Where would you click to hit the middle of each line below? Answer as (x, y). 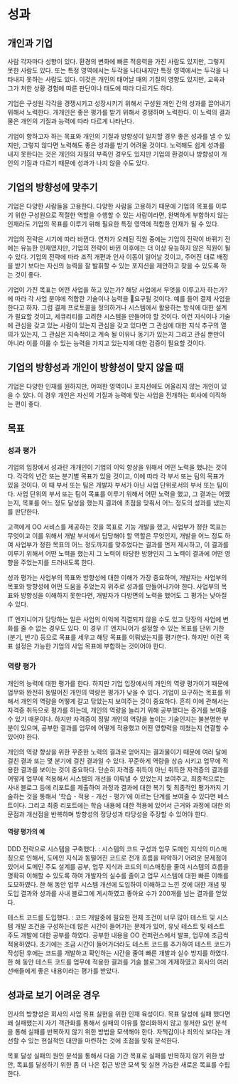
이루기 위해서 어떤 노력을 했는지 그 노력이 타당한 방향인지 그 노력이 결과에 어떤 (115, 554)
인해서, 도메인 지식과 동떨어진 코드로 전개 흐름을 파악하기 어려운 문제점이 (126, 858)
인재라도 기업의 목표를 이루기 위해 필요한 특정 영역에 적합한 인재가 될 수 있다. (113, 223)
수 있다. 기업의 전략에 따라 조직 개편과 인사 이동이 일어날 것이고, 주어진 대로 (111, 256)
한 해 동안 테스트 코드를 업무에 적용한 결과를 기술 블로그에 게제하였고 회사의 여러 (118, 962)
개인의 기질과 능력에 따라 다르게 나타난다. (77, 121)
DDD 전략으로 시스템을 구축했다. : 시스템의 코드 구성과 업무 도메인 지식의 (108, 848)
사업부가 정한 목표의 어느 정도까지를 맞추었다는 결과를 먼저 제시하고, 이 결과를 (122, 544)
